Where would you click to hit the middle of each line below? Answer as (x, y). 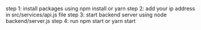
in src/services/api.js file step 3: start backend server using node (86, 15)
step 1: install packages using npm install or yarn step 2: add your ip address (100, 9)
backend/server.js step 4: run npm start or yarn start (71, 21)
